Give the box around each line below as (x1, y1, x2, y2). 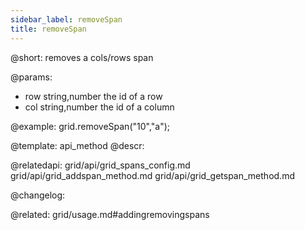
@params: (10, 71, 53, 83)
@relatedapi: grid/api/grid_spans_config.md (10, 159, 191, 171)
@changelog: (10, 189, 66, 201)
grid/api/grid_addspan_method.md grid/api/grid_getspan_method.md (10, 169, 295, 181)
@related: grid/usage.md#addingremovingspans (10, 208, 210, 220)
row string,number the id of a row (24, 90, 163, 102)
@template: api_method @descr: (10, 139, 145, 151)
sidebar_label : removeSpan (10, 14, 123, 25)
